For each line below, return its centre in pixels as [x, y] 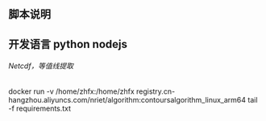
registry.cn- [156, 91]
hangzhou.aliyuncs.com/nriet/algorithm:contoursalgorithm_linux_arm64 [127, 99]
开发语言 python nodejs [68, 44]
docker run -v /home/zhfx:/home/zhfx [71, 91]
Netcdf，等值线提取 [41, 66]
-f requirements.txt [39, 108]
